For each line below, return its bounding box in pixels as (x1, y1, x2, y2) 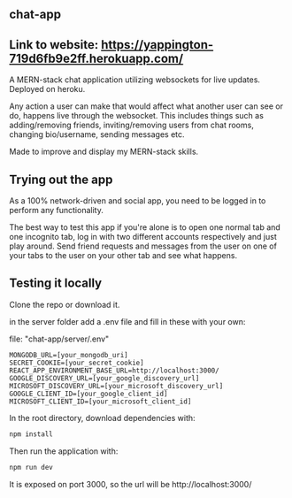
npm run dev (9, 463, 53, 471)
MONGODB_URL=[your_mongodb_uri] (9, 350, 128, 359)
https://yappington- (100, 37, 214, 52)
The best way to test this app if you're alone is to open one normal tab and (9, 222, 280, 233)
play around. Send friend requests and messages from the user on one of (9, 241, 277, 251)
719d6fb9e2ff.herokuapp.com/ (9, 50, 184, 65)
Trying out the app (9, 172, 113, 187)
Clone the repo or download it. (9, 299, 120, 310)
